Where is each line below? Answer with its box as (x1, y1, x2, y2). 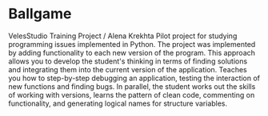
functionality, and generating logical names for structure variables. (8, 99, 228, 108)
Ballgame (8, 5, 72, 23)
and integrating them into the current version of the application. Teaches (8, 64, 247, 74)
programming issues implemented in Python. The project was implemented (8, 39, 256, 48)
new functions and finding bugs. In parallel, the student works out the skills (8, 81, 256, 91)
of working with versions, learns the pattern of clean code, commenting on (8, 90, 255, 99)
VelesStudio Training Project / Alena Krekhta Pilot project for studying (8, 31, 238, 41)
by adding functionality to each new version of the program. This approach (8, 48, 256, 57)
